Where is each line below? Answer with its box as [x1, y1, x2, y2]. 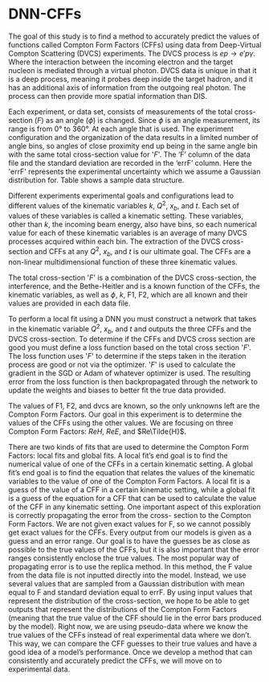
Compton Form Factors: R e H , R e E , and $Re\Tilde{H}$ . [8, 427, 187, 437]
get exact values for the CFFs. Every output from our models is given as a [8, 528, 252, 537]
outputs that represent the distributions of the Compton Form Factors [8, 605, 237, 614]
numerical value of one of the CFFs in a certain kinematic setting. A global [8, 459, 253, 469]
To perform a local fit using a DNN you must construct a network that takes [8, 314, 257, 323]
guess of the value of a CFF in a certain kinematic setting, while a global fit [8, 485, 255, 495]
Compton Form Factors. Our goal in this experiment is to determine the [8, 409, 243, 419]
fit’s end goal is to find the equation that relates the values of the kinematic [8, 468, 255, 478]
